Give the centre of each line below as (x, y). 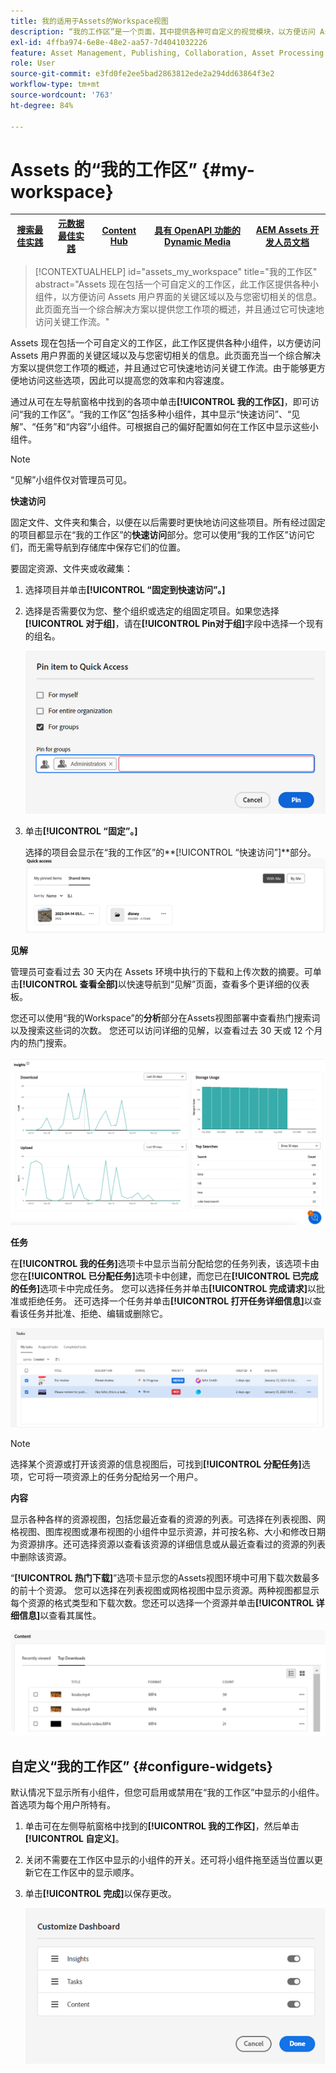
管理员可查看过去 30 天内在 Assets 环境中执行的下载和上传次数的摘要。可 (161, 971)
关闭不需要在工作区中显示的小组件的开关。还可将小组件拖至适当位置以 (169, 1860)
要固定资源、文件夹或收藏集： (71, 569)
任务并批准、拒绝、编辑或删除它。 (97, 1313)
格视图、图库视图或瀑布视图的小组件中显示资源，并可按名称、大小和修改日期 (168, 1531)
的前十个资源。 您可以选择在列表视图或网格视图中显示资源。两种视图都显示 (165, 1590)
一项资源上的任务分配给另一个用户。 (128, 1476)
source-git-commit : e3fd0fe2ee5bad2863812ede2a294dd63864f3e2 (142, 74)
